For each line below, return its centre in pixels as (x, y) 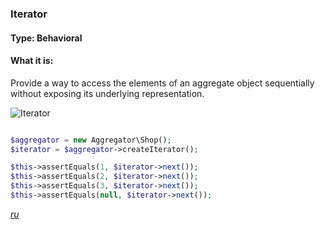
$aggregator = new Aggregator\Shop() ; (91, 140)
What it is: (32, 61)
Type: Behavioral (46, 38)
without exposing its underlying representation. (107, 93)
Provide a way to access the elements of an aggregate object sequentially (162, 83)
